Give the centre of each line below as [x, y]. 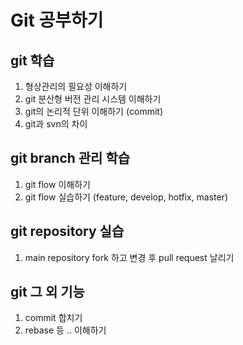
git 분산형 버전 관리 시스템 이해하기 [93, 99]
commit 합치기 [53, 318]
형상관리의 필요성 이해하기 [76, 86]
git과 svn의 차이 [56, 124]
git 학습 [32, 60]
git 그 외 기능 [47, 292]
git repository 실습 [67, 231]
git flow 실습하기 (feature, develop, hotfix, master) [126, 197]
